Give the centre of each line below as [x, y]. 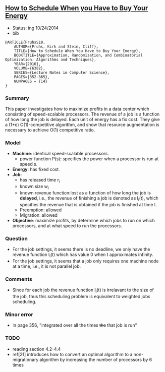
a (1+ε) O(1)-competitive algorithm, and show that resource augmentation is [82, 125]
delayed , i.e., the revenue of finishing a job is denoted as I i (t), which [89, 199]
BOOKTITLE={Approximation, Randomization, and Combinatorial [78, 55]
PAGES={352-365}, [32, 77]
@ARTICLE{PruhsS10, [25, 42]
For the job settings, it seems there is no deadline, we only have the [81, 249]
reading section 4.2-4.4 [36, 349]
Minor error [19, 314]
